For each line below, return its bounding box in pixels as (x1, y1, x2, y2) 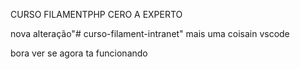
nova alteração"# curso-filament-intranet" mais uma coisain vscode (10, 28, 290, 39)
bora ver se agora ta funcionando (10, 47, 148, 59)
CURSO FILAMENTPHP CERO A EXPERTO (10, 9, 183, 20)
